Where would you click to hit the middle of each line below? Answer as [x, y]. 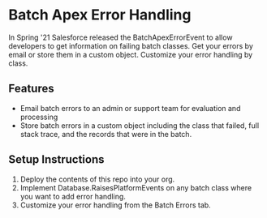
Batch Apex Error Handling [100, 15]
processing [39, 117]
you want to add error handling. [73, 196]
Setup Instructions [56, 160]
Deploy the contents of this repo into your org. [97, 179]
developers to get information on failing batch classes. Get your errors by [131, 45]
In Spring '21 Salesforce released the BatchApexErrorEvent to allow [121, 37]
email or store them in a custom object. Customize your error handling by [131, 54]
